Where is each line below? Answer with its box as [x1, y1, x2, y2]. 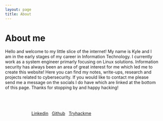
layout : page [5, 7, 32, 12]
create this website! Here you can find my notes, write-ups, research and [5, 69, 152, 75]
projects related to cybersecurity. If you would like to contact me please [5, 74, 149, 80]
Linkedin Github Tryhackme [31, 110, 91, 117]
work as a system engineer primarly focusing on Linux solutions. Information [5, 59, 159, 65]
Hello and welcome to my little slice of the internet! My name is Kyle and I [5, 49, 152, 54]
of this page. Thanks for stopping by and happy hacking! [5, 85, 119, 90]
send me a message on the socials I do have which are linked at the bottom [5, 80, 156, 86]
